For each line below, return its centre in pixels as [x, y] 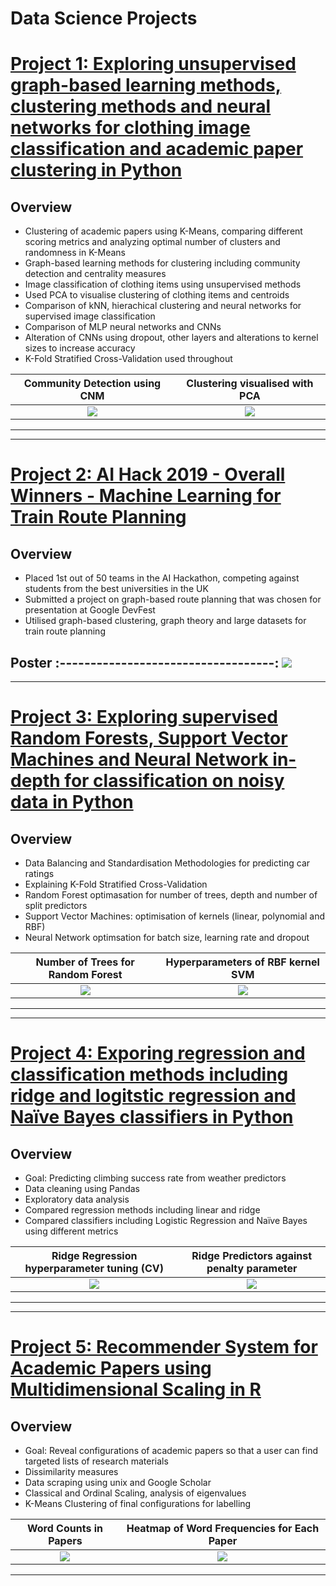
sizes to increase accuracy [80, 348]
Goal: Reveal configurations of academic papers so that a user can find [171, 1450]
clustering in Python [96, 170]
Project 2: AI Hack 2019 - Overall [148, 474]
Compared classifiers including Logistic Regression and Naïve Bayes [166, 1220]
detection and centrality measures [95, 274]
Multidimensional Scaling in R [136, 1389]
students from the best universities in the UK [116, 589]
